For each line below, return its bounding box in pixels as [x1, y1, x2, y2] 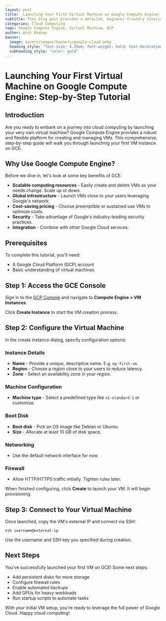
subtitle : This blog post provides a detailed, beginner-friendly [5, 16, 145, 21]
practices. [12, 219, 33, 225]
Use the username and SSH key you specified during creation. [5, 537, 132, 543]
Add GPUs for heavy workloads [12, 590, 77, 596]
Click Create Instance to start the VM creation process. [5, 309, 119, 315]
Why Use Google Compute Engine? [5, 159, 115, 168]
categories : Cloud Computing [5, 21, 65, 26]
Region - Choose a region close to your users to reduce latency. [12, 366, 143, 372]
